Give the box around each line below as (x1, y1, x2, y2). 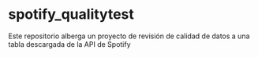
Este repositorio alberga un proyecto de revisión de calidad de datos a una (8, 31, 250, 41)
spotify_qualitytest (8, 5, 134, 23)
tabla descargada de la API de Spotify (8, 39, 132, 48)
